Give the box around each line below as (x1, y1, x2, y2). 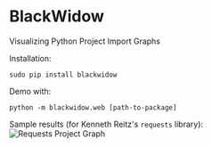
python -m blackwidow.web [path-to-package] (9, 103, 177, 112)
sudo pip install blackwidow (9, 70, 118, 79)
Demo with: (9, 86, 52, 96)
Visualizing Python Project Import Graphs (9, 36, 161, 46)
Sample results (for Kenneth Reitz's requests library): (9, 119, 203, 129)
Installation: (9, 53, 52, 63)
